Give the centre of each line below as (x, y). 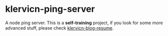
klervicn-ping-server (50, 9)
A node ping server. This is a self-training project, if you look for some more (84, 23)
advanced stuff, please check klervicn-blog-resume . (59, 28)
